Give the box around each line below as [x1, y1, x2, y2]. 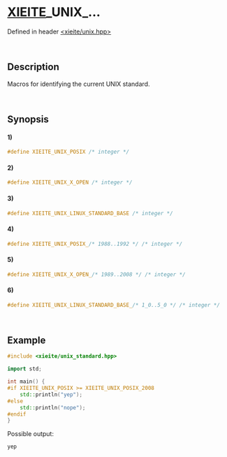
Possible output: [7, 430, 54, 438]
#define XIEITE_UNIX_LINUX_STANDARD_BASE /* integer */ [7, 210, 173, 217]
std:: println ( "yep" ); [20, 391, 82, 398]
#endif [7, 410, 27, 418]
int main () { [7, 378, 45, 385]
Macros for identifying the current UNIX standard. [7, 80, 150, 88]
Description [7, 61, 59, 73]
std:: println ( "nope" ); [20, 404, 86, 411]
